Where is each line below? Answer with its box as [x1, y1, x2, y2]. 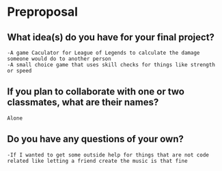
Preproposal [7, 4, 79, 20]
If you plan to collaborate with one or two [7, 86, 184, 98]
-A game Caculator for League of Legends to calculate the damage [7, 49, 200, 56]
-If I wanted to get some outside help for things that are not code [7, 151, 210, 158]
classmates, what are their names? [7, 96, 159, 108]
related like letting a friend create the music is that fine [7, 157, 188, 164]
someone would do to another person [7, 55, 111, 62]
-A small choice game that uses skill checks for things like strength [7, 62, 215, 68]
